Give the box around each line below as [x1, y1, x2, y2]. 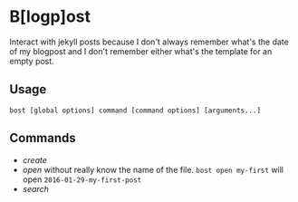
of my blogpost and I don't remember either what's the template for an [9, 45, 273, 56]
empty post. [9, 55, 54, 66]
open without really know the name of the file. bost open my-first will [22, 164, 284, 175]
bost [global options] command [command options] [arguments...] [9, 106, 261, 115]
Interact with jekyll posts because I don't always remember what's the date [9, 36, 290, 47]
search [22, 183, 50, 194]
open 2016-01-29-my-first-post [22, 174, 142, 185]
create [22, 154, 48, 165]
